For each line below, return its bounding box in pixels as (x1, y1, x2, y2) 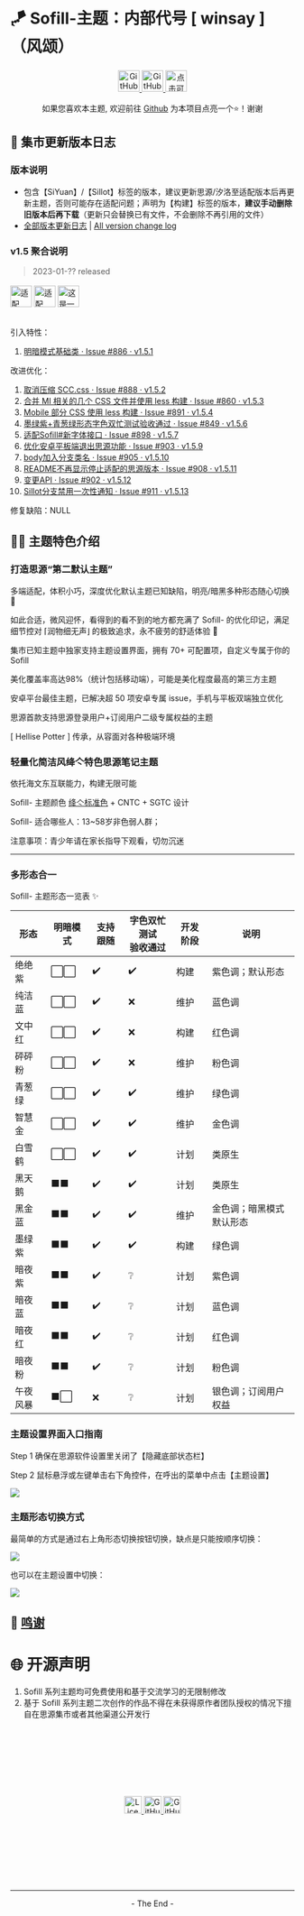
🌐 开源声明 (10, 1654, 91, 1675)
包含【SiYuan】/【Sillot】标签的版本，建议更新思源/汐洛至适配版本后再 (23, 186, 287, 197)
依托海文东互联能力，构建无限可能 (10, 778, 137, 788)
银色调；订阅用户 (211, 1386, 285, 1398)
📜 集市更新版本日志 (10, 134, 116, 150)
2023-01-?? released (32, 265, 111, 276)
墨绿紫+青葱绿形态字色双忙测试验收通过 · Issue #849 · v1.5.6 (23, 418, 248, 428)
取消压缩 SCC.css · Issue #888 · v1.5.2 (23, 384, 166, 395)
